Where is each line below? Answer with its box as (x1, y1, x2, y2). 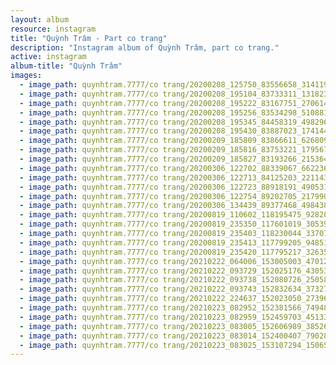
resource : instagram (10, 24, 97, 34)
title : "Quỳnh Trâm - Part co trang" (10, 33, 168, 43)
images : (10, 71, 43, 81)
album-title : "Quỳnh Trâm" (10, 61, 123, 71)
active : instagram (10, 52, 87, 62)
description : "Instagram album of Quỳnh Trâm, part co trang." (10, 42, 280, 53)
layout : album (10, 14, 70, 25)
